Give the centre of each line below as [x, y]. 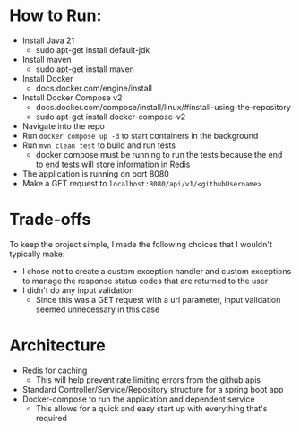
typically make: [37, 254]
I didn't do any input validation [78, 290]
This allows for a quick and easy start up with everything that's [151, 408]
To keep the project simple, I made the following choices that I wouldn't [141, 244]
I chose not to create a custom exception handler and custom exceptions [157, 271]
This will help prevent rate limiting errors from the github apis [148, 380]
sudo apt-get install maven [85, 69]
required [51, 418]
